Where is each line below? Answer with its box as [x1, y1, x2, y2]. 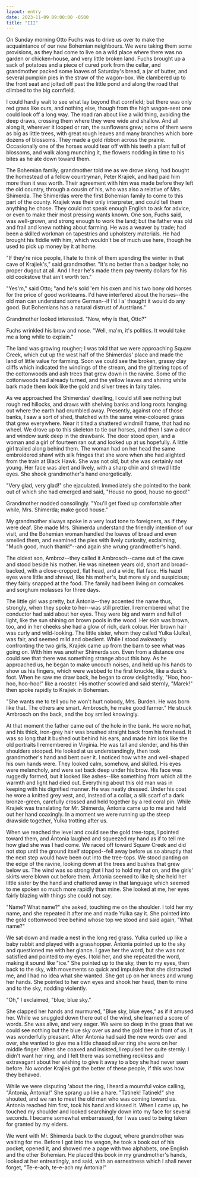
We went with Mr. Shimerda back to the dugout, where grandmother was [6, 1132, 184, 1139]
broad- [171, 561, 188, 568]
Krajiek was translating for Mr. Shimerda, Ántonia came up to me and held [6, 805, 187, 812]
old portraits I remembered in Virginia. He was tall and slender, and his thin [6, 741, 189, 749]
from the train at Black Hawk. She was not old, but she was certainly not [6, 458, 183, 465]
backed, [6, 567, 26, 574]
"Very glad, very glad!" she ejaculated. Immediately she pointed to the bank [6, 482, 191, 489]
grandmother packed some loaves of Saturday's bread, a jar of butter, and [6, 68, 188, 75]
